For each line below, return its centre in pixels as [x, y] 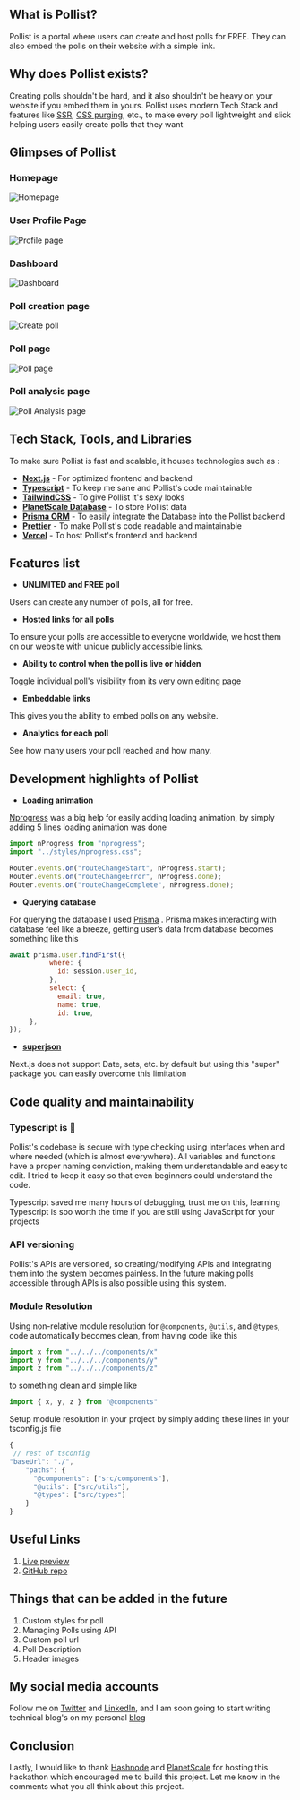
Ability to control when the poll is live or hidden [111, 664]
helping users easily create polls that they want [96, 124]
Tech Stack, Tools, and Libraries [101, 439]
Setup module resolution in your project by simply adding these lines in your [150, 1419]
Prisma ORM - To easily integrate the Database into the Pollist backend [154, 516]
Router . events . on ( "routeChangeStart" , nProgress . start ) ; [118, 868]
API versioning [42, 1244]
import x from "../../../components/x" [84, 1352]
